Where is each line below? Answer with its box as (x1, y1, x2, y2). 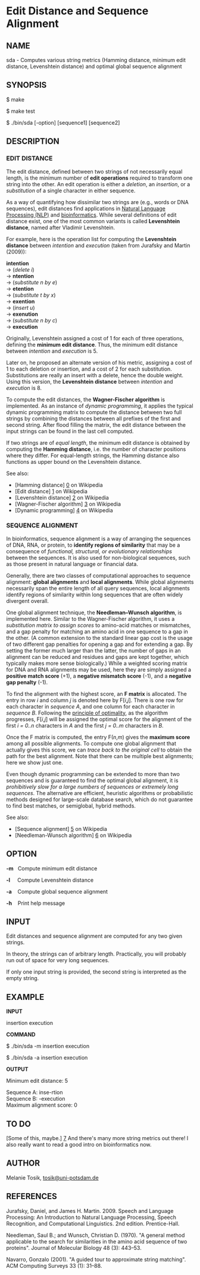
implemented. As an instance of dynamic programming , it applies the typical (6, 402, 193, 409)
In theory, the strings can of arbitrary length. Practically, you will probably (6, 950, 186, 957)
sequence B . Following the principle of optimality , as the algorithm (6, 709, 168, 716)
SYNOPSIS (6, 80, 47, 90)
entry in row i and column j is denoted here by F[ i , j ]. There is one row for (6, 697, 183, 704)
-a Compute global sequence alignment (6, 888, 108, 895)
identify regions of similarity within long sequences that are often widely (6, 591, 183, 598)
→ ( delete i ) (6, 266, 35, 273)
